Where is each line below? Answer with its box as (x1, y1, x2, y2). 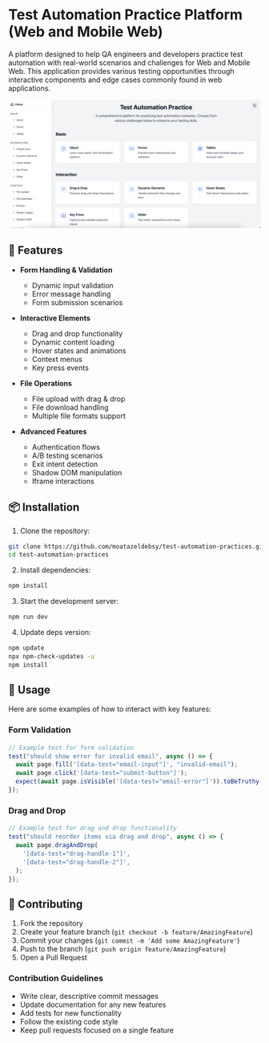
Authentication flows (31, 442, 100, 451)
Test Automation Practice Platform (8, 6, 243, 24)
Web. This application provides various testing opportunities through (8, 66, 235, 75)
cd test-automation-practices (8, 551, 110, 559)
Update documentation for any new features (19, 1000, 167, 1009)
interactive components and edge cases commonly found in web (8, 75, 223, 84)
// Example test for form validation (8, 744, 134, 752)
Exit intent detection (31, 459, 98, 469)
